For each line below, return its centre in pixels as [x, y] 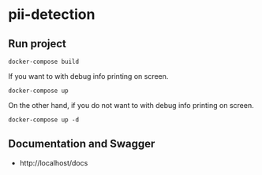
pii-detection [52, 15]
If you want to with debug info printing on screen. [88, 76]
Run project [37, 44]
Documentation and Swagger [82, 144]
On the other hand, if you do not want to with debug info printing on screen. [131, 105]
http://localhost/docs [54, 162]
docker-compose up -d [44, 120]
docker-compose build [44, 61]
